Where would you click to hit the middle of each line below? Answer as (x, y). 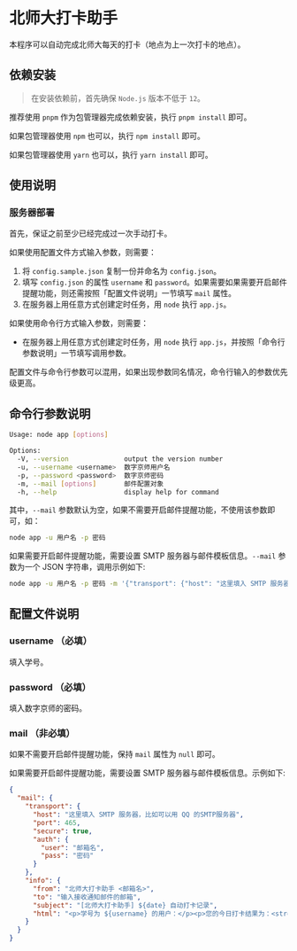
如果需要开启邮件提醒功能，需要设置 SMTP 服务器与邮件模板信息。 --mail (143, 556)
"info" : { (43, 881)
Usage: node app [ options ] (59, 435)
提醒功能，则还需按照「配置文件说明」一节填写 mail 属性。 (129, 293)
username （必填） (51, 641)
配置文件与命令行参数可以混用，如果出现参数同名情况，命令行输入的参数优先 (148, 372)
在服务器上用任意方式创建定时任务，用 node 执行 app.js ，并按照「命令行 (153, 342)
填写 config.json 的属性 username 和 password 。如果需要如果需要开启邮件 (154, 282)
